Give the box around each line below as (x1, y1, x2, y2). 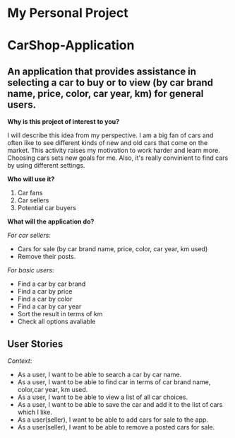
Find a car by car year (17, 302, 82, 311)
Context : (7, 357, 32, 365)
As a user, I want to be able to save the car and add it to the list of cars (17, 400, 223, 408)
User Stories (7, 338, 64, 350)
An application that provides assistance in (7, 65, 196, 77)
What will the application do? (7, 217, 95, 226)
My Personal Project (7, 5, 128, 21)
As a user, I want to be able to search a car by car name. (17, 370, 182, 379)
